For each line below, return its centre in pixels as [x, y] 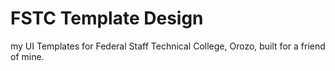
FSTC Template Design [107, 18]
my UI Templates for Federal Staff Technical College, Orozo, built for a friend [168, 46]
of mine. [27, 56]
